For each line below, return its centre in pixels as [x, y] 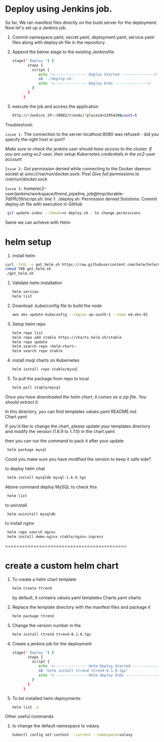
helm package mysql [27, 450]
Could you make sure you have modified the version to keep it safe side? [78, 459]
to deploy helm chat [25, 468]
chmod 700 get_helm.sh [28, 269]
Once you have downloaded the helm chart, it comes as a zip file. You [76, 397]
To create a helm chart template [44, 579]
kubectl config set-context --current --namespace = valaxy [72, 735]
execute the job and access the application [55, 106]
